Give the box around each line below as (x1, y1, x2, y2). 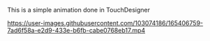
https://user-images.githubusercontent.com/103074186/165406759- (7, 19, 204, 27)
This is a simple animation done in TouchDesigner (7, 6, 151, 14)
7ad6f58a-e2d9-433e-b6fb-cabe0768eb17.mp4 (7, 27, 146, 34)
